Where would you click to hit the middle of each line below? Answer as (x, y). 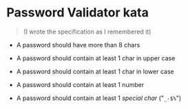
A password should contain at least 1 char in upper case (96, 58)
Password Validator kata (77, 13)
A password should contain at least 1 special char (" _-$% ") (99, 98)
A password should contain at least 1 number (80, 84)
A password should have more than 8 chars (78, 45)
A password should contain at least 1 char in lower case (95, 71)
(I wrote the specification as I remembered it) (87, 32)
